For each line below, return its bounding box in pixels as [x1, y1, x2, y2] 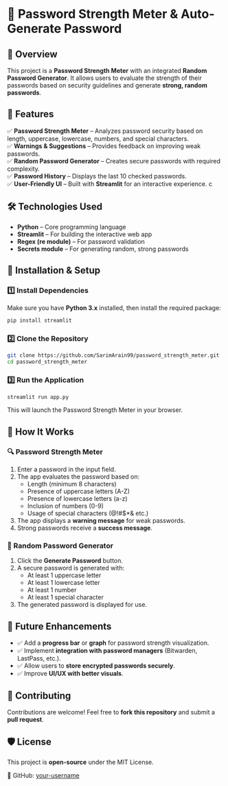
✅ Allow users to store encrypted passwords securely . [16, 661, 175, 670]
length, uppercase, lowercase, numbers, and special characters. [7, 134, 189, 143]
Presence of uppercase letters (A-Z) [27, 487, 130, 495]
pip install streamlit [7, 317, 72, 324]
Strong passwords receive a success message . [16, 524, 153, 532]
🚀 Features [7, 108, 54, 120]
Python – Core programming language [16, 223, 126, 231]
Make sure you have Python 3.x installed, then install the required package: [7, 304, 221, 312]
